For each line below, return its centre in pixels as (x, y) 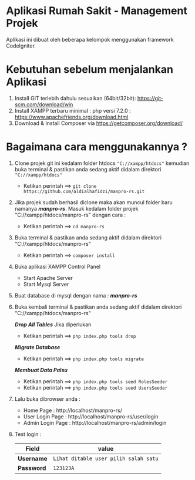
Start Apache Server (48, 278)
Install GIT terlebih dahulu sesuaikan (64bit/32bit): (75, 98)
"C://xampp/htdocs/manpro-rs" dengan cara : (70, 215)
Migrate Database (37, 347)
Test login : (28, 434)
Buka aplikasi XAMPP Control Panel (58, 266)
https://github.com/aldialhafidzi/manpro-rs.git (84, 191)
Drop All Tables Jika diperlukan (53, 324)
